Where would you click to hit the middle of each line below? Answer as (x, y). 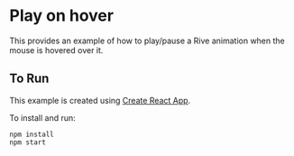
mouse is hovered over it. (56, 50)
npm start (28, 142)
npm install (32, 134)
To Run (29, 79)
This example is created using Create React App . (100, 100)
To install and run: (43, 117)
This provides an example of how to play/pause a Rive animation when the (147, 41)
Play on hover (62, 16)
